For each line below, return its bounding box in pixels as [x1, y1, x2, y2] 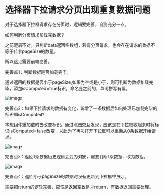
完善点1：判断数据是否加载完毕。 [5, 69, 71, 75]
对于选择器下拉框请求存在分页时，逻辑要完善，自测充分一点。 [5, 21, 129, 27]
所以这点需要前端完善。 [5, 58, 52, 64]
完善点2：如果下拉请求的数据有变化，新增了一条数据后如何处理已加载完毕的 [5, 105, 158, 111]
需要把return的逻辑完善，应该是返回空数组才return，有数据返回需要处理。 [5, 184, 154, 190]
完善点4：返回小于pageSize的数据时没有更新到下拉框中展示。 [5, 174, 129, 179]
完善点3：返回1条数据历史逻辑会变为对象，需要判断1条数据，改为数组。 [5, 154, 148, 159]
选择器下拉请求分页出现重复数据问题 [5, 4, 151, 16]
